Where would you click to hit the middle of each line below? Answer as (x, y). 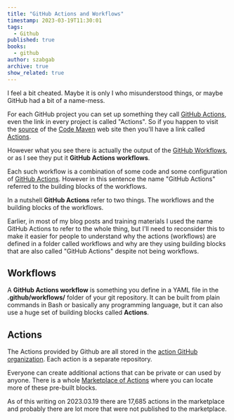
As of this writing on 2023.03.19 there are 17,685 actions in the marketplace (116, 402)
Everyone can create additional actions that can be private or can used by (114, 373)
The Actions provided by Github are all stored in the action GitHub (103, 352)
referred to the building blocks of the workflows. (77, 186)
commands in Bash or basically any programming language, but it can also (115, 305)
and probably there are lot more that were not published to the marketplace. (117, 409)
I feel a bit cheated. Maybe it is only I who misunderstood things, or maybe (115, 93)
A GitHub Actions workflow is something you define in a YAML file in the (113, 290)
